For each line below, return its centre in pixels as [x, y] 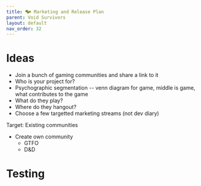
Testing [26, 174]
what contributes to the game [51, 95]
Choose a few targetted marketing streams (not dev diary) [87, 113]
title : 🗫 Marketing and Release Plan [55, 12]
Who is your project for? [45, 81]
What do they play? [39, 101]
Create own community [44, 137]
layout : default [26, 23]
